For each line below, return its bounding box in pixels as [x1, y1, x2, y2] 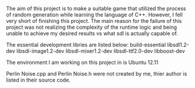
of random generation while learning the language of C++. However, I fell [6, 11, 183, 18]
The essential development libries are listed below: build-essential [6, 41, 166, 48]
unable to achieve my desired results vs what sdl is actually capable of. [6, 30, 178, 37]
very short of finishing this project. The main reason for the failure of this [6, 18, 182, 24]
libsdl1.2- [167, 41, 189, 48]
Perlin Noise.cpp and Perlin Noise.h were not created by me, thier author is [6, 70, 187, 77]
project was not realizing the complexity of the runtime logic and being [6, 23, 177, 31]
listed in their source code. [6, 76, 70, 83]
